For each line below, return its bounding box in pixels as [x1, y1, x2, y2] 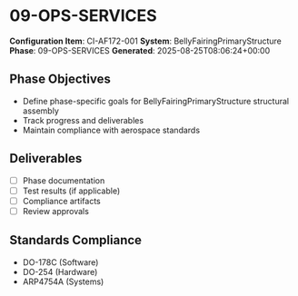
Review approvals [22, 205, 89, 216]
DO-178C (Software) [22, 256, 99, 268]
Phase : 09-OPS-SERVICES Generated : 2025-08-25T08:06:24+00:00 [9, 44, 271, 55]
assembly [22, 105, 59, 116]
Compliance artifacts [22, 195, 102, 206]
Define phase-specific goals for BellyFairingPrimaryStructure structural [22, 95, 289, 106]
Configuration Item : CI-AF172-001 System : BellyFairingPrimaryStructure [9, 35, 282, 46]
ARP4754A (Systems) [22, 276, 104, 287]
